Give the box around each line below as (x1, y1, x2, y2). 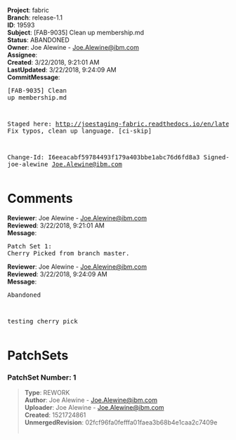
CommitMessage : (7, 73, 60, 81)
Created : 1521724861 (24, 411, 86, 420)
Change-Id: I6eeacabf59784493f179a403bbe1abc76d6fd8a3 (7, 154, 200, 161)
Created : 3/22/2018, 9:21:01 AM (7, 58, 100, 66)
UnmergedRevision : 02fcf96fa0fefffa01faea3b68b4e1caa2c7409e (24, 418, 218, 427)
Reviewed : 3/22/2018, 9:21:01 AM (7, 221, 105, 229)
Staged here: (7, 120, 53, 128)
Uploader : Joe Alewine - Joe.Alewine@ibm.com (24, 404, 164, 412)
